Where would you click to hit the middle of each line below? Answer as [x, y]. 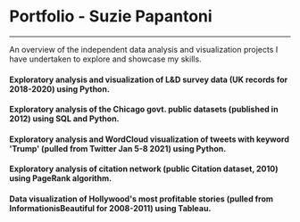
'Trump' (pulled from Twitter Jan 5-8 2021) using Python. [118, 148]
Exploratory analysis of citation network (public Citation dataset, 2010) [144, 169]
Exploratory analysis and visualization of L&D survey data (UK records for [149, 79]
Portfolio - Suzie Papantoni [111, 16]
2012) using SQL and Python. [64, 119]
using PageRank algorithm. [61, 178]
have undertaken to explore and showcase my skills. [106, 59]
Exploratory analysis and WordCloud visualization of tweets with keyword [150, 139]
